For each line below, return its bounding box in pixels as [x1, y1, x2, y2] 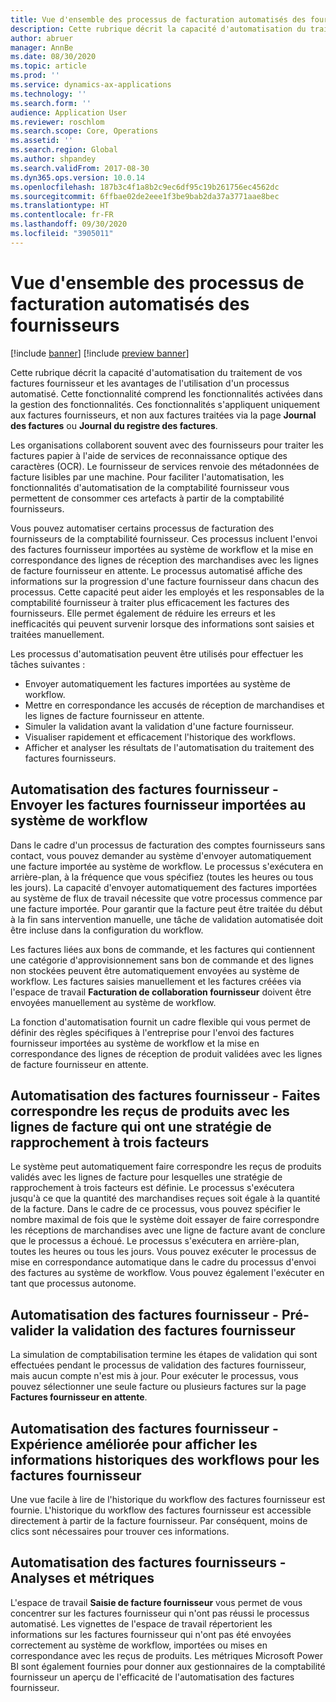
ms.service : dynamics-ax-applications [10, 80, 172, 90]
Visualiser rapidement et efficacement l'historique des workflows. [24, 731, 297, 743]
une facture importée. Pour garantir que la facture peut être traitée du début [10, 902, 323, 915]
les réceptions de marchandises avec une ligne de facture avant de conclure [10, 1224, 326, 1236]
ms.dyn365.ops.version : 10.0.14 [10, 172, 145, 183]
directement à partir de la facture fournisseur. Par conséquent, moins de [10, 1514, 308, 1526]
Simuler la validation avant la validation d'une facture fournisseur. [24, 720, 295, 732]
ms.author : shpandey [10, 154, 97, 164]
